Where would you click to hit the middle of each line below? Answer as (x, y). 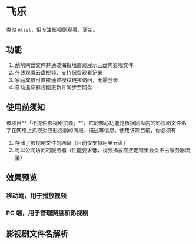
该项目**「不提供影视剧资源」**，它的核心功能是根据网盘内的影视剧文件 (94, 123)
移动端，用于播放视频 (36, 196)
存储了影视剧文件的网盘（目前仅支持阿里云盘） (71, 142)
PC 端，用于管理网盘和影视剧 (47, 213)
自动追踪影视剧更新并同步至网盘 (53, 87)
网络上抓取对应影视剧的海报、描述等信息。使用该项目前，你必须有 (96, 130)
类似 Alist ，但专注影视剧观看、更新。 (52, 29)
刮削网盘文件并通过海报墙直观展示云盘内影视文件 (74, 65)
